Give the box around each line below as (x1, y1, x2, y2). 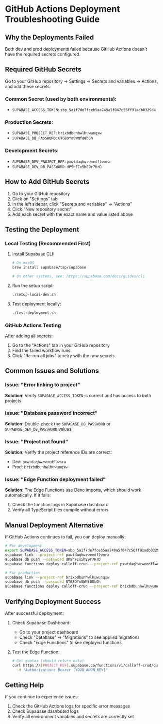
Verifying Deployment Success (5, 597, 101, 606)
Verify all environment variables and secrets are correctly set (12, 714, 134, 720)
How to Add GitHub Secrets (5, 178, 90, 186)
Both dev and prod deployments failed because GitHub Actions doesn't (5, 46, 147, 52)
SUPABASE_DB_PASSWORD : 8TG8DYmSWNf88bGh (12, 135, 93, 141)
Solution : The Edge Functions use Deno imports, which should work (5, 487, 142, 493)
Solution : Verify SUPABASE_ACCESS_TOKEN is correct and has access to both (5, 392, 151, 398)
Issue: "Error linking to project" (5, 381, 81, 388)
